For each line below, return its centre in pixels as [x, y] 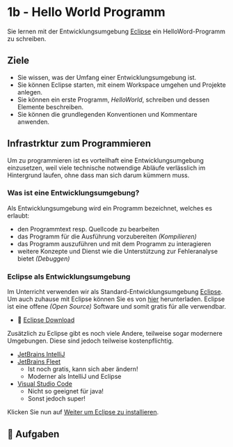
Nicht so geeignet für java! [66, 391]
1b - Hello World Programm [86, 12]
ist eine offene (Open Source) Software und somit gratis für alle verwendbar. [116, 307]
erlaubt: [18, 216]
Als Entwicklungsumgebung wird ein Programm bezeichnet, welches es [110, 208]
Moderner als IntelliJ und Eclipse [74, 377]
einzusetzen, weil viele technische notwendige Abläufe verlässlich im [106, 168]
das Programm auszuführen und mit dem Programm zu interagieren [114, 243]
